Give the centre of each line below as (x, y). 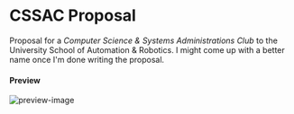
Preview (25, 80)
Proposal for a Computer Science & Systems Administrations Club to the (143, 40)
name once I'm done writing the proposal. (87, 59)
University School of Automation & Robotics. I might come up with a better (147, 49)
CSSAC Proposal (73, 16)
